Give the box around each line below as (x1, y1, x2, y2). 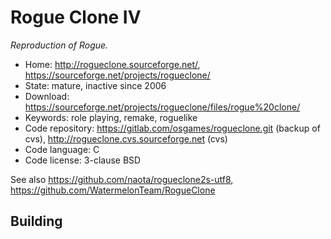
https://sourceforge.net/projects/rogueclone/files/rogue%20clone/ (24, 101, 301, 113)
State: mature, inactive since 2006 (24, 79, 167, 91)
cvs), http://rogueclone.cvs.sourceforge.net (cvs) (24, 132, 228, 145)
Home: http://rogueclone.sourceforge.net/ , (24, 58, 201, 70)
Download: (24, 90, 70, 102)
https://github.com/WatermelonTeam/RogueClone (10, 184, 216, 196)
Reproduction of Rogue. (10, 39, 109, 51)
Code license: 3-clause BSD (24, 154, 142, 166)
